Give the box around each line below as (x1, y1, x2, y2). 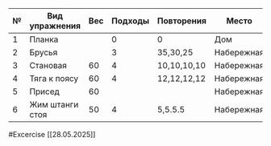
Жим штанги (29, 99, 79, 110)
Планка (29, 34, 59, 45)
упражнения (29, 20, 81, 31)
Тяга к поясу (29, 73, 79, 83)
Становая (29, 60, 67, 71)
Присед (29, 86, 60, 97)
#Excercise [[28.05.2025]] (8, 130, 96, 139)
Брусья (29, 47, 58, 58)
